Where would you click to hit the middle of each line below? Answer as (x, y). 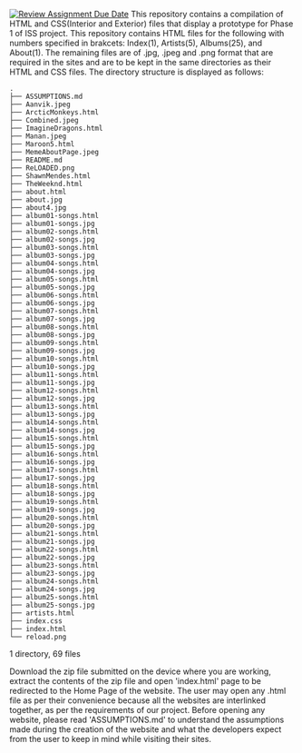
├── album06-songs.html (54, 295)
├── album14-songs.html (54, 422)
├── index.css (36, 621)
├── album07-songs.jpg (52, 319)
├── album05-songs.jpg (52, 287)
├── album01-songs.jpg (52, 223)
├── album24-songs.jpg (52, 590)
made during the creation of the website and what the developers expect (146, 729)
